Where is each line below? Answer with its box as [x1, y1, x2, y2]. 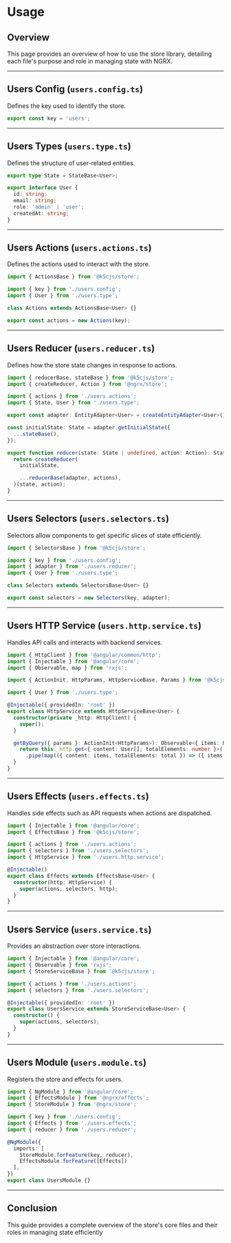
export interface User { [7, 184, 78, 191]
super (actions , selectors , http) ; [19, 885, 118, 892]
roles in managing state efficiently [7, 1228, 103, 1236]
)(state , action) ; [13, 481, 67, 488]
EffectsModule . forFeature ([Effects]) [19, 1158, 128, 1165]
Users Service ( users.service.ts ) [7, 923, 152, 936]
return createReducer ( [13, 455, 78, 463]
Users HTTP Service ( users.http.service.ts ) [7, 620, 201, 631]
